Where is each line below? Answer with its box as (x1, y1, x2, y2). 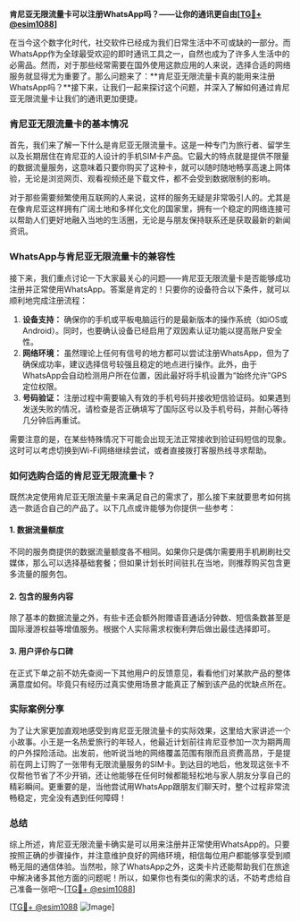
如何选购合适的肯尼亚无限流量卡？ (9, 469, 156, 482)
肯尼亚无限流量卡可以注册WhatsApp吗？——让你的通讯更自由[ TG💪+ (9, 9, 262, 19)
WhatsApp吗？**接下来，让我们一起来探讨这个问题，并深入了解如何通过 (9, 82, 275, 92)
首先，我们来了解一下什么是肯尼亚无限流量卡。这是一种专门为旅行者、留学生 (9, 140, 291, 150)
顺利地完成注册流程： (9, 294, 87, 305)
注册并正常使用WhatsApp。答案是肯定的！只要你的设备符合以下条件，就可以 (9, 284, 290, 294)
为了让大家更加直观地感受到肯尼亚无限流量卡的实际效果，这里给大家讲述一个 (9, 725, 291, 736)
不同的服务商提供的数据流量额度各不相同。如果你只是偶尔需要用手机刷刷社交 (9, 546, 291, 558)
